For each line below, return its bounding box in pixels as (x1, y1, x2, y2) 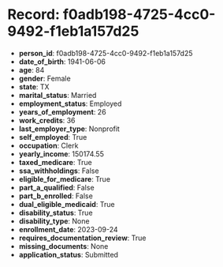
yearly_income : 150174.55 (18, 149, 104, 159)
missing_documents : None (18, 241, 109, 250)
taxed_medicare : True (18, 157, 92, 167)
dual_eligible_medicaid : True (18, 199, 115, 209)
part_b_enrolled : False (18, 191, 94, 201)
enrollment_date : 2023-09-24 (18, 224, 119, 234)
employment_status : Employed (18, 99, 122, 108)
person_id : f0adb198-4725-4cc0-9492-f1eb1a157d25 (18, 48, 194, 58)
